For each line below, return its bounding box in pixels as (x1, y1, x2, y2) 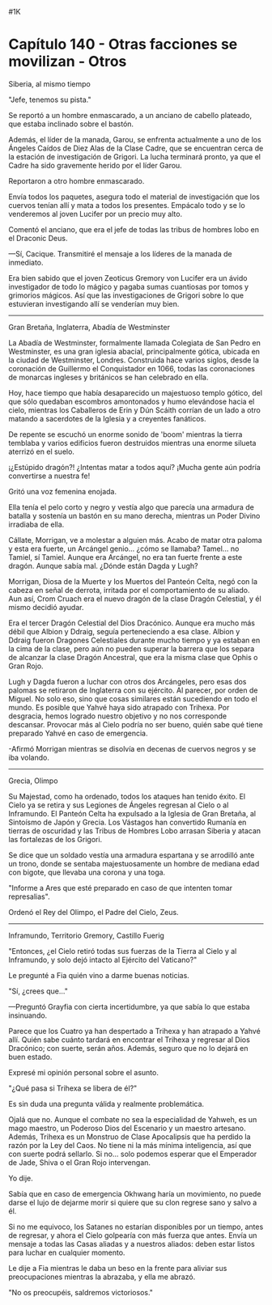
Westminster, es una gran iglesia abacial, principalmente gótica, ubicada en (8, 346, 261, 356)
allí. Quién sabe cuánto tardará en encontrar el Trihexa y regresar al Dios (8, 1035, 251, 1044)
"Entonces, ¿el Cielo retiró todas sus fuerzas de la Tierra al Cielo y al (8, 946, 237, 955)
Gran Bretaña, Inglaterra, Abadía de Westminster (8, 322, 170, 332)
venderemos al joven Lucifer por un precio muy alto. (8, 209, 183, 218)
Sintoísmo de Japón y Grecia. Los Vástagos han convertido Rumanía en (8, 817, 247, 827)
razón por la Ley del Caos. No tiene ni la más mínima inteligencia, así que (8, 1140, 253, 1150)
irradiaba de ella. (8, 519, 65, 529)
